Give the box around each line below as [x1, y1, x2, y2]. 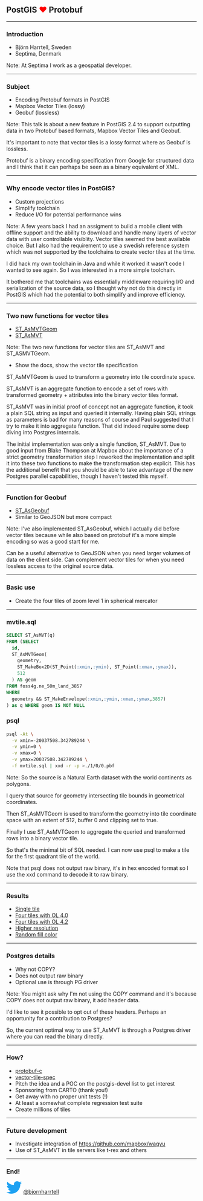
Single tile [14, 906, 40, 913]
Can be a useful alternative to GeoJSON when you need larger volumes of [6, 550, 191, 557]
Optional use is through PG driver [14, 978, 98, 985]
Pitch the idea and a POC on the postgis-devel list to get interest [14, 1080, 175, 1087]
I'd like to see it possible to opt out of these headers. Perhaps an [6, 1008, 167, 1016]
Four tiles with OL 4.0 [14, 912, 68, 919]
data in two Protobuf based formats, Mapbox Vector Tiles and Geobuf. [6, 127, 181, 135]
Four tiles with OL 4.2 [14, 918, 68, 926]
